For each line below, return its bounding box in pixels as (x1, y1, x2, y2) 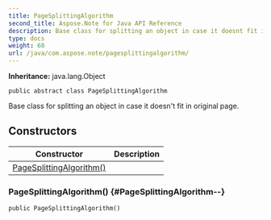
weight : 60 (8, 42, 45, 50)
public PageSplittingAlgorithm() (8, 205, 121, 213)
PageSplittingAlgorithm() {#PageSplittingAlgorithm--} (8, 186, 226, 197)
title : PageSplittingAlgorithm (8, 11, 114, 20)
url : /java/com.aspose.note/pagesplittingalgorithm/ (8, 49, 190, 57)
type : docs (8, 34, 45, 43)
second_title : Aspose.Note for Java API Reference (8, 19, 182, 27)
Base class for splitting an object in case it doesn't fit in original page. (8, 102, 240, 110)
